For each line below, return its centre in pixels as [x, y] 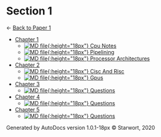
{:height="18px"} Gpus [75, 78]
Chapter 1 [27, 39]
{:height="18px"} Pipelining [81, 52]
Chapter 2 [27, 65]
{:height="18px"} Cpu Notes [82, 46]
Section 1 [29, 11]
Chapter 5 [27, 109]
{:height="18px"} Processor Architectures [99, 58]
